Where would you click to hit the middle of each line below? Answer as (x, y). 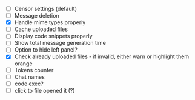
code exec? (29, 84)
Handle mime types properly (50, 22)
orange (23, 64)
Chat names (29, 77)
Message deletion (37, 16)
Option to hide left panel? (46, 50)
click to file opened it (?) (45, 90)
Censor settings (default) (45, 9)
